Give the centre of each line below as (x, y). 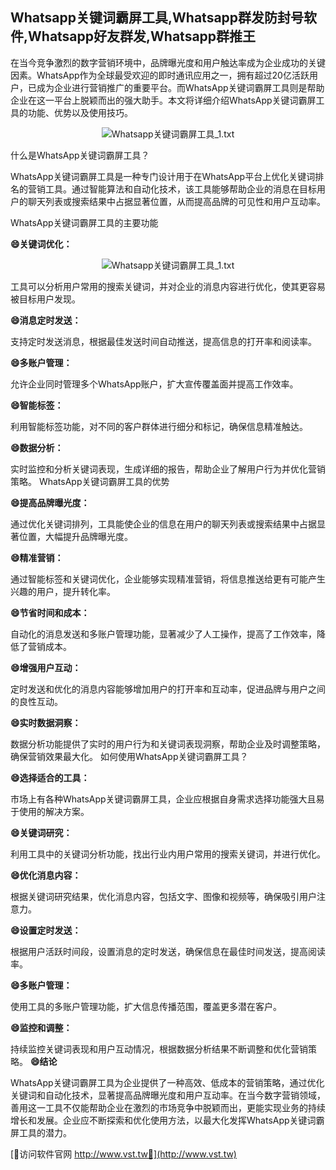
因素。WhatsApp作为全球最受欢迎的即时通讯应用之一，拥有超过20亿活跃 (160, 75)
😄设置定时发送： (46, 930)
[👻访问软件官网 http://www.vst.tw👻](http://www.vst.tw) (123, 1154)
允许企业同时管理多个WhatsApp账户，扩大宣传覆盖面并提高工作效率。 (154, 384)
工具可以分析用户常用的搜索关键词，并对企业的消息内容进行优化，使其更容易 (168, 286)
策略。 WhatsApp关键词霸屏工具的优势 (90, 481)
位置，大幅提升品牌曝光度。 (75, 536)
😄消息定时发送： (46, 320)
